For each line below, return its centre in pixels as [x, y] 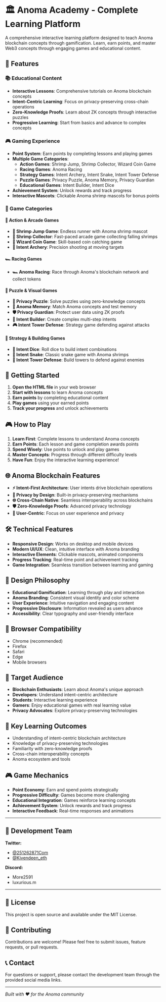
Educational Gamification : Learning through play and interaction [78, 592]
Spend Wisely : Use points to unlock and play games [66, 449]
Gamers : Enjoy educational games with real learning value [72, 705]
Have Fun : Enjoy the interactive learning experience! [66, 460]
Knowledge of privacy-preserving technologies [60, 743]
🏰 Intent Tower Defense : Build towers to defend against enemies [78, 360]
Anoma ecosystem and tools [41, 759]
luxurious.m [24, 882]
